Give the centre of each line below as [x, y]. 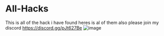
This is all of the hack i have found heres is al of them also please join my [82, 22]
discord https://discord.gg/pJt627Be [44, 27]
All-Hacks [27, 9]
